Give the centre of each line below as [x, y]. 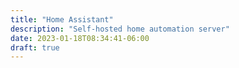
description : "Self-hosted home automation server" [120, 29]
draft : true [35, 47]
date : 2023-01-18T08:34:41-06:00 [80, 38]
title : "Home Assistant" [62, 19]
